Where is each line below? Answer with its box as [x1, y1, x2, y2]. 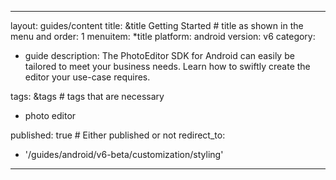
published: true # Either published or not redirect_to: [10, 129, 226, 141]
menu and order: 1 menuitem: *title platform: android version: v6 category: [10, 31, 316, 42]
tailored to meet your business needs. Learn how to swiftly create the [24, 61, 311, 72]
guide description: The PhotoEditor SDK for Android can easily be [24, 50, 295, 61]
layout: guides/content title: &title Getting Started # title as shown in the [10, 20, 304, 31]
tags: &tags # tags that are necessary [10, 91, 165, 102]
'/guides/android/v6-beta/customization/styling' [24, 149, 224, 160]
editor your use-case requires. [24, 71, 151, 83]
